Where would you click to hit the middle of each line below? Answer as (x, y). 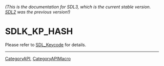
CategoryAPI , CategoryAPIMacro (38, 58)
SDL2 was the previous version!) (38, 12)
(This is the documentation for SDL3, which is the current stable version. (78, 7)
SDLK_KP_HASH (39, 31)
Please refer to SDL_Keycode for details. (46, 45)
